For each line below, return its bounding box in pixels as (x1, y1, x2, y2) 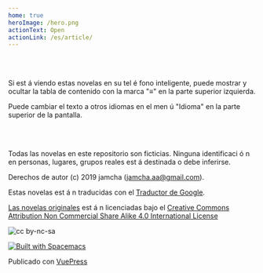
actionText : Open (8, 26, 65, 34)
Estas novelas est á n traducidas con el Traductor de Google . (8, 187, 206, 197)
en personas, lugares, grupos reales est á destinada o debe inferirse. (8, 158, 232, 167)
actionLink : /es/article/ (8, 33, 93, 42)
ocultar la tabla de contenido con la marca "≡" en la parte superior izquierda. (8, 87, 256, 96)
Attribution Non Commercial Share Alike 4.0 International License (8, 211, 218, 220)
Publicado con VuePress (8, 257, 88, 267)
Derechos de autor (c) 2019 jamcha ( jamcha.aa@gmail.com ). (8, 173, 205, 182)
